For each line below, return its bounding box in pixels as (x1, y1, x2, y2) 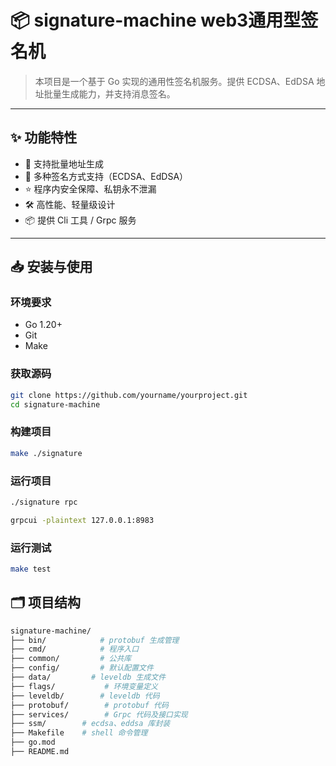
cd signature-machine (10, 399, 101, 410)
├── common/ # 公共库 (10, 654, 132, 664)
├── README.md (10, 747, 70, 757)
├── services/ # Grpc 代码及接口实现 (10, 709, 188, 720)
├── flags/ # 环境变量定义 (10, 681, 159, 691)
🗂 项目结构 (10, 594, 82, 611)
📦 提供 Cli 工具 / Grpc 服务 (24, 214, 137, 226)
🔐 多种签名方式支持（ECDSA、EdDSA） (24, 170, 189, 182)
